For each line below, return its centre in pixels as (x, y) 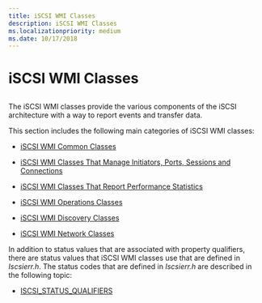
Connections (41, 170)
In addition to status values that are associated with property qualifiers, (127, 249)
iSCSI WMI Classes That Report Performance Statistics (112, 186)
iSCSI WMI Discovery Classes (70, 218)
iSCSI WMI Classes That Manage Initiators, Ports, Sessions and (125, 162)
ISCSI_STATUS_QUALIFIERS (66, 290)
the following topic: (40, 275)
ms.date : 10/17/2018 (43, 38)
